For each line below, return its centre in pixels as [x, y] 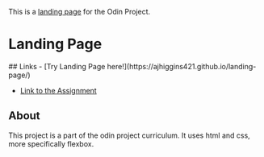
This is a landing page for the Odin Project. [80, 12]
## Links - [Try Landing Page [57, 66]
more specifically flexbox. [51, 143]
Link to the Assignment [58, 90]
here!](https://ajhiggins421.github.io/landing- [182, 66]
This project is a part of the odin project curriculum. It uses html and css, [129, 135]
